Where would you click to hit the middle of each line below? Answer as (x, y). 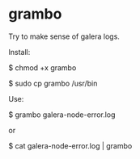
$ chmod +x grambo (42, 67)
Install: (19, 52)
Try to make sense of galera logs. (64, 36)
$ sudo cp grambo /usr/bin (53, 83)
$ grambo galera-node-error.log (62, 115)
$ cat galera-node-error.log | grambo (70, 145)
